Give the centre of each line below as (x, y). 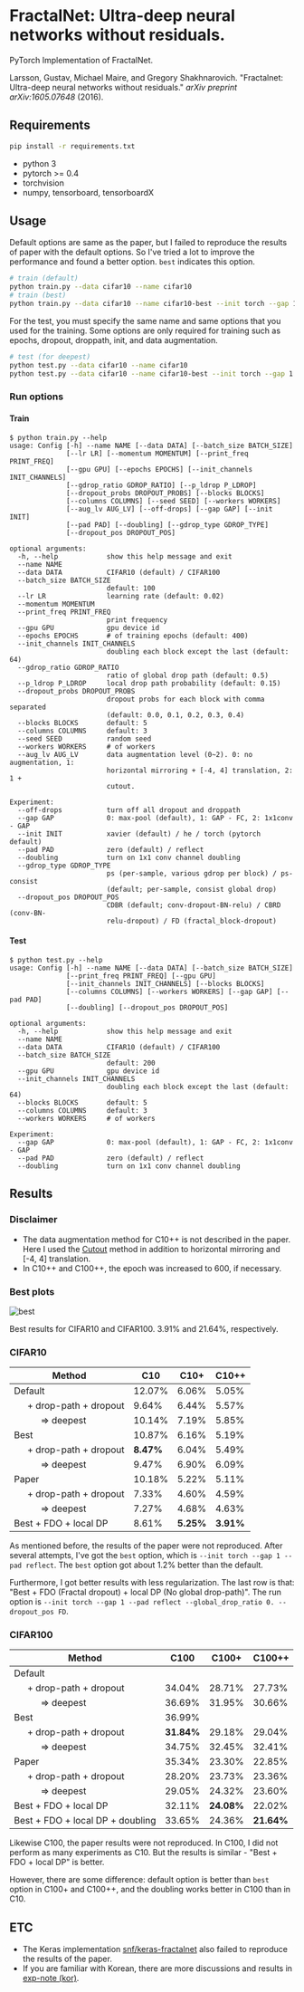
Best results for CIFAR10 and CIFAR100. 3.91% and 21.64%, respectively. (144, 1328)
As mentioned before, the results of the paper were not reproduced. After (146, 1546)
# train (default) (44, 278)
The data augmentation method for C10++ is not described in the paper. (157, 1239)
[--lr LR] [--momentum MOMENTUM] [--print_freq (157, 454)
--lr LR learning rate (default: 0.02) (121, 596)
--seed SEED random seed (85, 739)
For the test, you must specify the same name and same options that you (145, 321)
